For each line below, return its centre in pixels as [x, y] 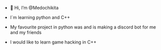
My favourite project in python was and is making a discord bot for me [83, 27]
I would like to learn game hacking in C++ [53, 42]
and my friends [26, 32]
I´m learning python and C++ [40, 17]
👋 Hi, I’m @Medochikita [34, 8]
